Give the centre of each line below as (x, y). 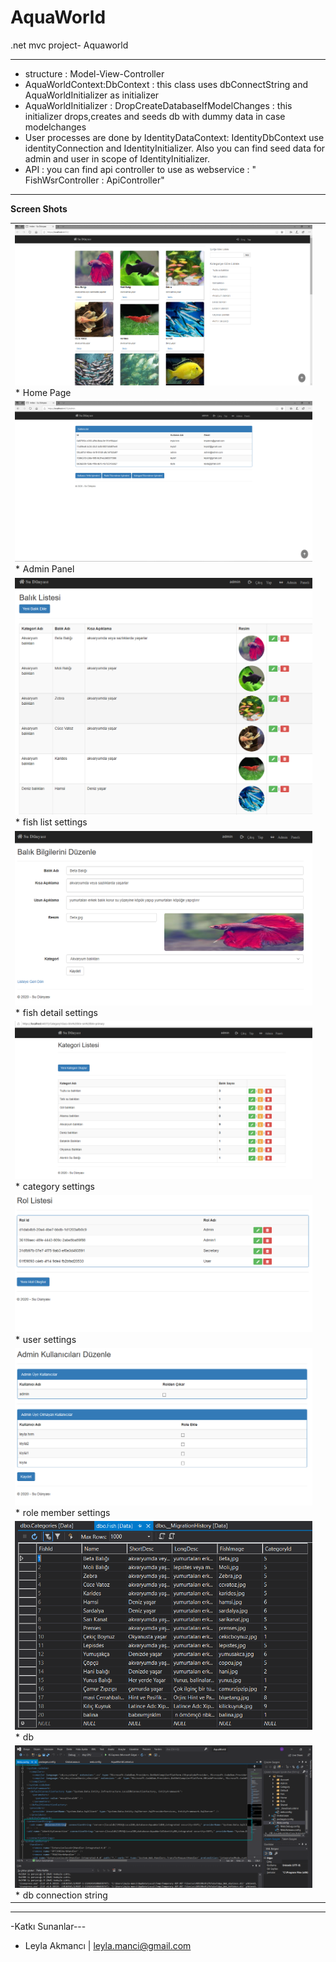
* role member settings (62, 1512)
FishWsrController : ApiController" (94, 180)
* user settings (45, 1340)
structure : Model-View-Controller (94, 73)
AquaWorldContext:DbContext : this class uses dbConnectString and (166, 84)
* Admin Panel (44, 569)
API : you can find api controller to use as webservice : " (140, 169)
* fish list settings (51, 822)
